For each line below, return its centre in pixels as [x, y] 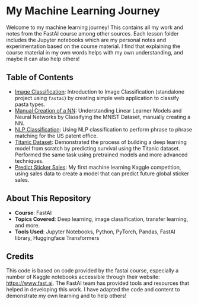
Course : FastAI [33, 213]
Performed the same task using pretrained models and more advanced [101, 155]
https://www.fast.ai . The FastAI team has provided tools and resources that [98, 283]
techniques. [29, 160]
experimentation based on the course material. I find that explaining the [93, 46]
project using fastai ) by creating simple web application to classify [97, 98]
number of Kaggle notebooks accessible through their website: [83, 277]
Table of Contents [40, 77]
